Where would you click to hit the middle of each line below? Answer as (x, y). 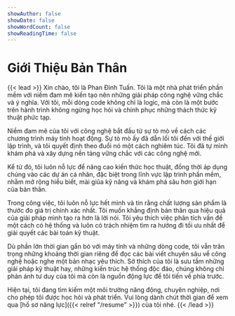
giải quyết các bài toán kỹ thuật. (54, 233)
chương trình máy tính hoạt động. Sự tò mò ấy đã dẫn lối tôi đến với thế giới (116, 138)
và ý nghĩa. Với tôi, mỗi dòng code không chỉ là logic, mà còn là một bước (113, 103)
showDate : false (31, 20)
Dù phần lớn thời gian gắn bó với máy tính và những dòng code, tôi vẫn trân (116, 246)
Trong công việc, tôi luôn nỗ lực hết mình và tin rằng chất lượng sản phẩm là (117, 203)
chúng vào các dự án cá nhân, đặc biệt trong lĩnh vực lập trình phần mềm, (114, 175)
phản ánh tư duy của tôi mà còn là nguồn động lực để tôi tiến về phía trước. (116, 276)
